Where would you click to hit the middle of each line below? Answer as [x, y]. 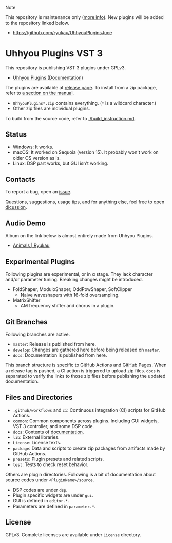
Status [16, 135]
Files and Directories [39, 397]
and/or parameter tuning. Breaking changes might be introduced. [74, 280]
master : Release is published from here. [54, 344]
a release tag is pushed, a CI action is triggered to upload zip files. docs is [83, 371]
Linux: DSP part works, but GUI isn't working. [61, 163]
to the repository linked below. [37, 23]
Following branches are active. [38, 334]
